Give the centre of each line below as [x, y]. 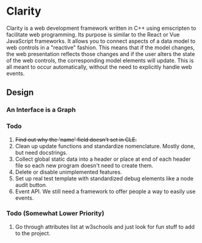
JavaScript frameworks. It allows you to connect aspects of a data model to [101, 41]
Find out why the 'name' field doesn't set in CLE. [76, 139]
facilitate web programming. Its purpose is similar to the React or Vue [93, 34]
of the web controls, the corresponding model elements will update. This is [100, 60]
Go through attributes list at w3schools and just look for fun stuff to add [105, 227]
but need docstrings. [41, 152]
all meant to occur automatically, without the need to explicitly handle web [99, 67]
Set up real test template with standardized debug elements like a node [104, 178]
